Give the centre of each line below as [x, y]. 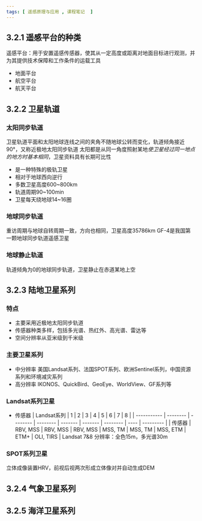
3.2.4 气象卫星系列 [41, 488]
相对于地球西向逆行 [39, 177]
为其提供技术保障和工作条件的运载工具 [53, 61]
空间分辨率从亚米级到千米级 [49, 338]
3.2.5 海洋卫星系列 [41, 511]
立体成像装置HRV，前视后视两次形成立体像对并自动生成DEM [81, 468]
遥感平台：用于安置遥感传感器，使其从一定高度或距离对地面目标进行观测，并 [101, 53]
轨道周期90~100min [39, 192]
